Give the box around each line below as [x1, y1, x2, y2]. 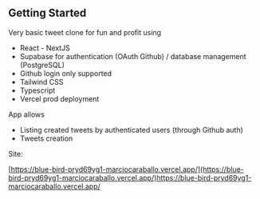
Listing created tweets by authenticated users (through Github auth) [19, 125, 243, 134]
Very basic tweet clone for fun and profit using [8, 27, 162, 37]
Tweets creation [19, 133, 73, 143]
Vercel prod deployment [19, 94, 100, 103]
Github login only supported [19, 68, 112, 78]
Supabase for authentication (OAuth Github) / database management [19, 51, 246, 61]
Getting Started [8, 6, 87, 20]
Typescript [19, 86, 56, 95]
